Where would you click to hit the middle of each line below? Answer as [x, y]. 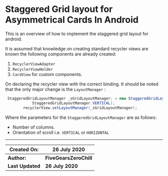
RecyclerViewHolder [33, 69]
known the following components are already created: [61, 54]
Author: [17, 157]
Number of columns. [33, 127]
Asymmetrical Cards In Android [72, 20]
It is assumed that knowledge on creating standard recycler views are [77, 48]
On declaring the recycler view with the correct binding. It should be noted [82, 84]
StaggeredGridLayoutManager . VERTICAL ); [73, 103]
